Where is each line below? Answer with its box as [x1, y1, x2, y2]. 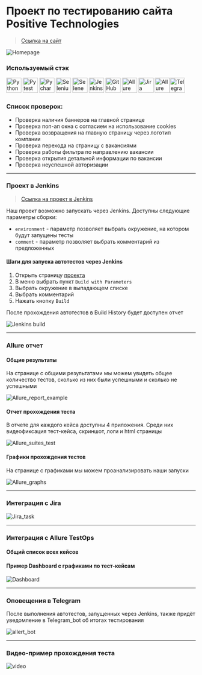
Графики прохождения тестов [6, 453, 86, 460]
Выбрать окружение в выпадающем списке [14, 285, 128, 292]
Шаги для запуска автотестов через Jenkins [6, 258, 123, 265]
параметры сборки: [6, 213, 57, 221]
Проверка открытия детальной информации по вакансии [14, 154, 162, 162]
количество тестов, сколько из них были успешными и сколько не [6, 376, 177, 384]
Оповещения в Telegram [6, 596, 81, 604]
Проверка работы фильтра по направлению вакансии [14, 148, 154, 155]
